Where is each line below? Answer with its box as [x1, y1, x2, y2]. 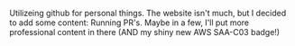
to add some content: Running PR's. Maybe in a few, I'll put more [9, 17, 250, 28]
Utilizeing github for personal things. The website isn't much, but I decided [9, 8, 287, 18]
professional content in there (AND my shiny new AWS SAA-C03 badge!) [9, 27, 281, 37]
